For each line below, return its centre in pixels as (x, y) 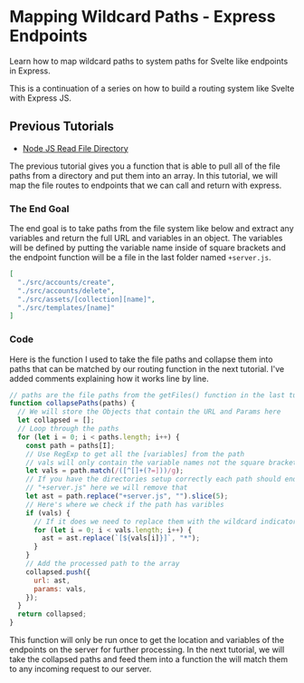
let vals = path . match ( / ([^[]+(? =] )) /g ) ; (104, 471)
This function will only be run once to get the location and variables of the (147, 640)
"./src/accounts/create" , (66, 282)
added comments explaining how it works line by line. (109, 378)
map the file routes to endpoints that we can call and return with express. (146, 185)
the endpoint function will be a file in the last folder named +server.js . (140, 258)
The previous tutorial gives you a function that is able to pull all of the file (145, 166)
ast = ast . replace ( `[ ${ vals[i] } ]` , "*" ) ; (121, 538)
